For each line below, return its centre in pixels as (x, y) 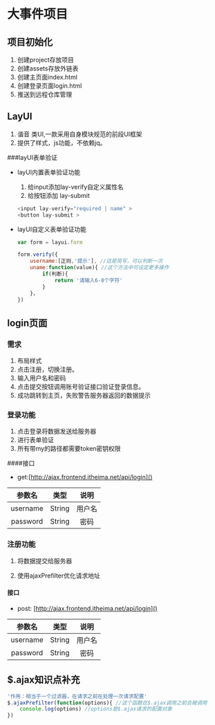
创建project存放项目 (45, 60)
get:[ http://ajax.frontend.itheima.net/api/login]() (85, 477)
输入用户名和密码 (41, 378)
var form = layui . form (50, 242)
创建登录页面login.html (49, 86)
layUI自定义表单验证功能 (52, 229)
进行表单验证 (35, 440)
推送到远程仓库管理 (45, 94)
